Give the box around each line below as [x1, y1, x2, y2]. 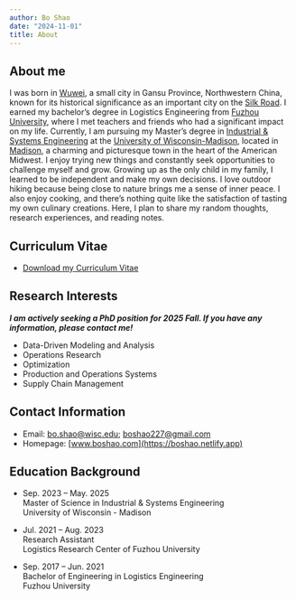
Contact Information [9, 404, 126, 420]
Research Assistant [22, 534, 95, 545]
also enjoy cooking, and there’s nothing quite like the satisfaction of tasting [9, 193, 287, 204]
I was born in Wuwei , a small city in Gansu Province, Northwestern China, [9, 88, 282, 98]
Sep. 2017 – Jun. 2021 [22, 561, 105, 572]
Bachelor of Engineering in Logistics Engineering [22, 571, 205, 582]
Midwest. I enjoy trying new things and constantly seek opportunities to [9, 155, 275, 165]
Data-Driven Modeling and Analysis [22, 340, 155, 351]
